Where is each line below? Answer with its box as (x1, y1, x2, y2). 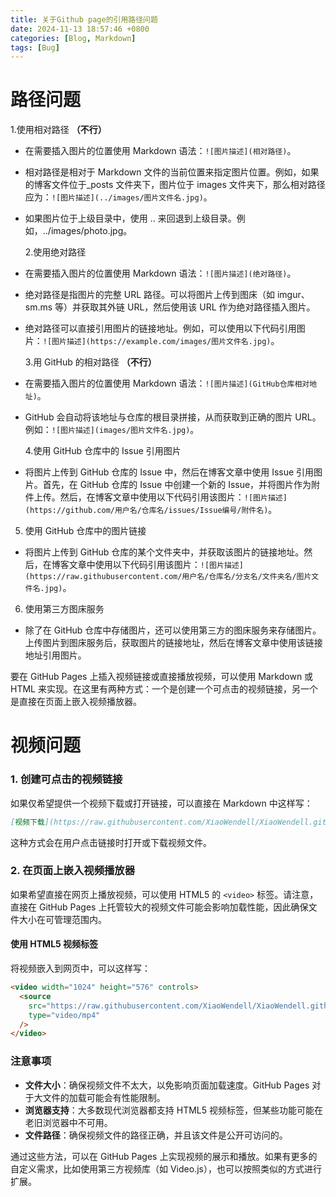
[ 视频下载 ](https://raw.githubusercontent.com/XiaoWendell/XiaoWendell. (10, 817, 314, 827)
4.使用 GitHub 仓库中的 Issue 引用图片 (24, 445, 182, 457)
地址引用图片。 (24, 649, 87, 661)
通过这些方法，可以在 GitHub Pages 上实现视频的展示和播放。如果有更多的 (10, 1150, 318, 1162)
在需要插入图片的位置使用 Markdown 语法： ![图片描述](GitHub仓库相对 (24, 377, 310, 390)
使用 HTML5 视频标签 (10, 938, 99, 950)
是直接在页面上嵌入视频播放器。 (10, 696, 142, 708)
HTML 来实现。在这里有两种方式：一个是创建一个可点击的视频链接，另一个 (10, 683, 318, 695)
